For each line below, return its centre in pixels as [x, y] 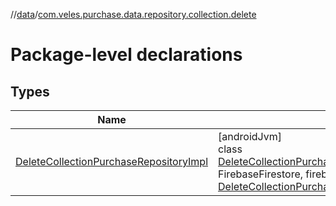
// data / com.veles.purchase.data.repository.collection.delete [133, 14]
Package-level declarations [126, 55]
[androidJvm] [250, 136]
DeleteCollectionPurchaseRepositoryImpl [112, 161]
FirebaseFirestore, [261, 174]
